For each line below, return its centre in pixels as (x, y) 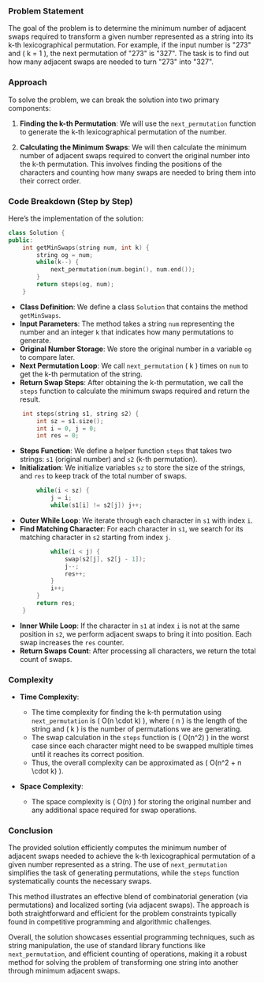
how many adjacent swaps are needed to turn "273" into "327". (111, 62)
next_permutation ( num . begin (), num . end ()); (123, 270)
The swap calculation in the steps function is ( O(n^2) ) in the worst (140, 738)
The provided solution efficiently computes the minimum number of (117, 848)
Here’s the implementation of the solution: (76, 218)
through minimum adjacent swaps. (64, 971)
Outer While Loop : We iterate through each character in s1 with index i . (136, 520)
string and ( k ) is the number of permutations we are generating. (137, 729)
